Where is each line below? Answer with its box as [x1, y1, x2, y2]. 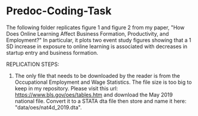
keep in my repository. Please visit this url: [14, 84, 119, 92]
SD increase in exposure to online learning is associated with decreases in [6, 43, 188, 50]
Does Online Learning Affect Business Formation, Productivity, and [6, 30, 169, 37]
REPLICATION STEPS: [6, 61, 59, 68]
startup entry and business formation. [6, 49, 98, 56]
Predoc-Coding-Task [6, 4, 111, 18]
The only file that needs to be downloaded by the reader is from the [14, 72, 180, 79]
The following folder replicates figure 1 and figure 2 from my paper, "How [6, 24, 185, 31]
